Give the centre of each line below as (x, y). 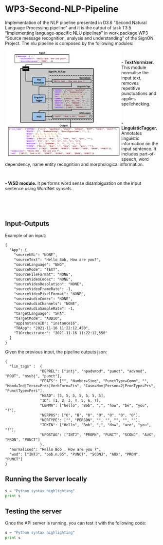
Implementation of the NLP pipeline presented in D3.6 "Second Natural (76, 22)
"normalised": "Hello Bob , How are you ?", (55, 449)
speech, (129, 159)
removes (130, 83)
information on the (140, 143)
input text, (132, 78)
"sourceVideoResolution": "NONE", (49, 284)
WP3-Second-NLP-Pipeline (62, 9)
